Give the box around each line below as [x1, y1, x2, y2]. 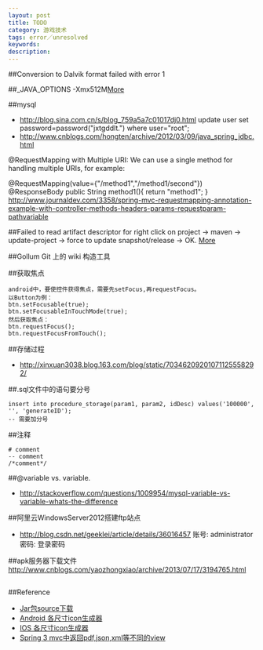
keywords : [8, 41, 41, 49]
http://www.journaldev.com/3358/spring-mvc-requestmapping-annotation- [8, 195, 253, 205]
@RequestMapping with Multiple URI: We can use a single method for [8, 155, 233, 165]
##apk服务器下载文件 [8, 556, 77, 565]
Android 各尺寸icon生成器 [19, 613, 103, 623]
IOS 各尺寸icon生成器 [19, 623, 89, 633]
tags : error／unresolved [8, 33, 89, 42]
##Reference [8, 587, 51, 597]
